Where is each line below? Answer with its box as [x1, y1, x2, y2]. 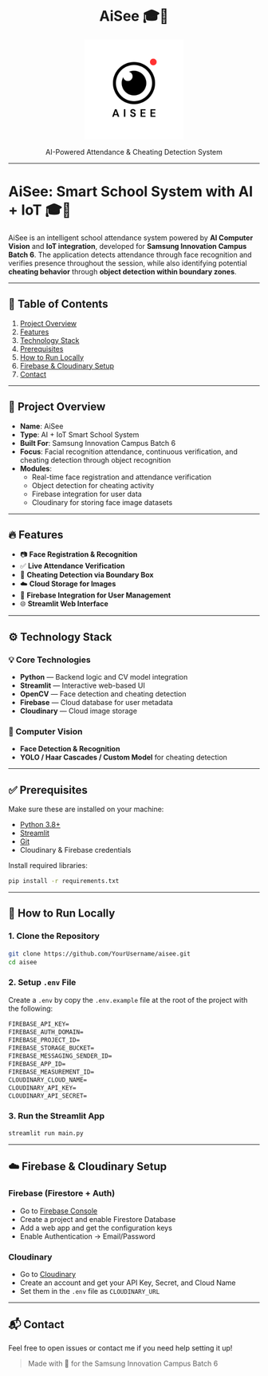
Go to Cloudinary [19, 1269, 77, 1279]
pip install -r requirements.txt [8, 877, 120, 885]
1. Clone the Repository [8, 931, 100, 942]
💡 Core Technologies [8, 654, 91, 665]
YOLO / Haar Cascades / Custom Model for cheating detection [19, 752, 227, 763]
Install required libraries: [8, 861, 88, 870]
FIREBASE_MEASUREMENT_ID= [8, 1067, 94, 1076]
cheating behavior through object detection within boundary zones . [8, 266, 237, 276]
